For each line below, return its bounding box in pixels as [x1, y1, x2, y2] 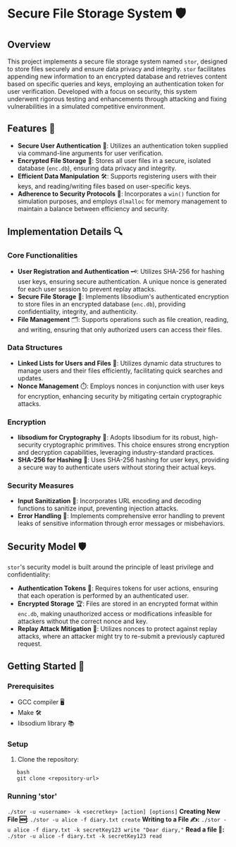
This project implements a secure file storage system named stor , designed [7, 57, 228, 66]
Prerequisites [7, 681, 54, 691]
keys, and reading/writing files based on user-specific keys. [17, 181, 192, 191]
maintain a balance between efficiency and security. [17, 204, 170, 212]
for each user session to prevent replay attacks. [17, 284, 156, 293]
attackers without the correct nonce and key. [17, 617, 148, 625]
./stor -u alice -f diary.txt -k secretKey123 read [7, 833, 162, 840]
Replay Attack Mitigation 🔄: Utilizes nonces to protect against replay [17, 625, 218, 633]
